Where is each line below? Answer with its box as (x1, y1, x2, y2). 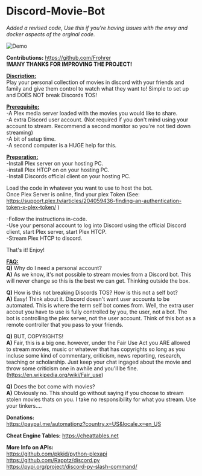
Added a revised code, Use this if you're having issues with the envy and (6, 24, 188, 31)
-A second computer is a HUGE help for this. (6, 141, 117, 149)
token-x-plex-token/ (6, 204, 56, 211)
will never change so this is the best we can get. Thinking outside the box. (6, 277, 190, 285)
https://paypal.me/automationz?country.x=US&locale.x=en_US (6, 420, 162, 427)
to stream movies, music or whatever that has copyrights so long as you (6, 346, 185, 353)
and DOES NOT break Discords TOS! (6, 91, 98, 98)
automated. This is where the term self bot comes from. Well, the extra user (6, 301, 194, 309)
